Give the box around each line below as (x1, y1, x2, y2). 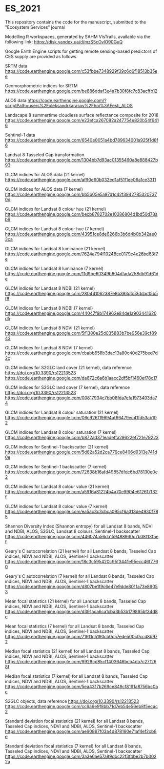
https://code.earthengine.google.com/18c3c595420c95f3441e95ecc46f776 (5, 558, 159, 564)
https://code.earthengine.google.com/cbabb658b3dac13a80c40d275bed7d (5, 350, 158, 356)
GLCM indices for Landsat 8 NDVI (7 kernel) (5, 344, 93, 350)
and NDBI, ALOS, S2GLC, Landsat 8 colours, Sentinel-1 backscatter (5, 528, 141, 534)
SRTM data (5, 63, 28, 69)
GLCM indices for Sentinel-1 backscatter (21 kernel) (5, 444, 109, 449)
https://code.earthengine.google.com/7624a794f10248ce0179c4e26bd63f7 (5, 251, 159, 257)
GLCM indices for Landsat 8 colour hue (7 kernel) (5, 225, 104, 232)
